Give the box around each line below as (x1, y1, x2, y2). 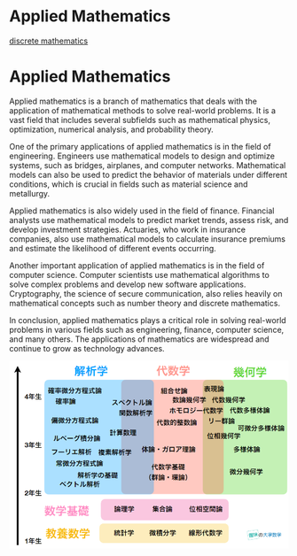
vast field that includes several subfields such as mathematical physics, (9, 114, 270, 125)
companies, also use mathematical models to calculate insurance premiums (9, 233, 286, 244)
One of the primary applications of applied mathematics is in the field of (9, 141, 272, 151)
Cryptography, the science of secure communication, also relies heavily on (9, 288, 283, 298)
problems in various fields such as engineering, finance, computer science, (9, 324, 285, 335)
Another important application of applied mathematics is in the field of (9, 259, 265, 271)
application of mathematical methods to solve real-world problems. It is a (9, 104, 277, 116)
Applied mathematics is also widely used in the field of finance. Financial (9, 205, 275, 216)
